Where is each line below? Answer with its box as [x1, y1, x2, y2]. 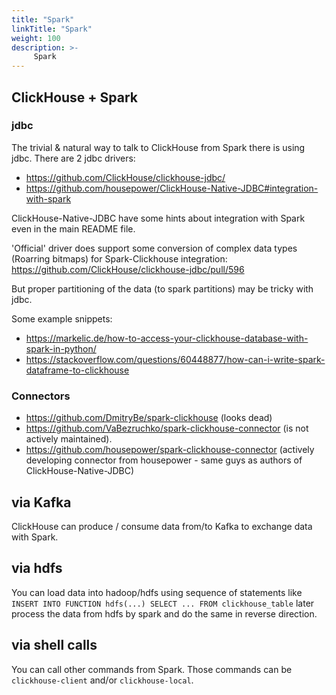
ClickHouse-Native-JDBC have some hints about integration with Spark [11, 212, 306, 224]
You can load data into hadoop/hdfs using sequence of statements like [11, 586, 303, 598]
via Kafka [11, 494, 72, 511]
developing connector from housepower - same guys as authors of [25, 454, 303, 466]
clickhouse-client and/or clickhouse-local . [11, 674, 194, 686]
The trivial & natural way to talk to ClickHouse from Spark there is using [11, 141, 306, 153]
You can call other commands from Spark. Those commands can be [11, 663, 293, 675]
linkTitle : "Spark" [11, 24, 93, 34]
